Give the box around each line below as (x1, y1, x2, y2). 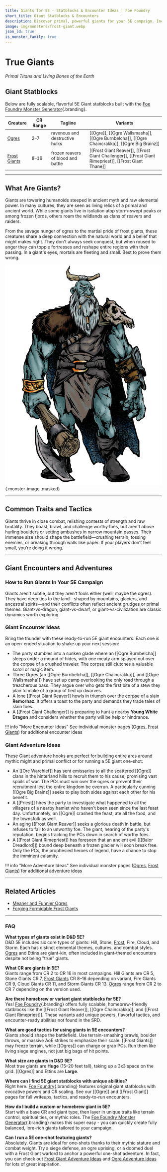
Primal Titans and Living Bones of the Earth (5, 73, 94, 79)
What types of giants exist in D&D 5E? (5, 934, 85, 940)
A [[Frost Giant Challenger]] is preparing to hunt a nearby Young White (12, 709, 158, 715)
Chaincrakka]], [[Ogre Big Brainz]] (89, 140, 160, 146)
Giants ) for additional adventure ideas (5, 868, 83, 874)
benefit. (12, 795, 29, 801)
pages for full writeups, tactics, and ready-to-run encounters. (5, 1094, 131, 1100)
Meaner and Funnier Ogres (12, 900, 68, 906)
